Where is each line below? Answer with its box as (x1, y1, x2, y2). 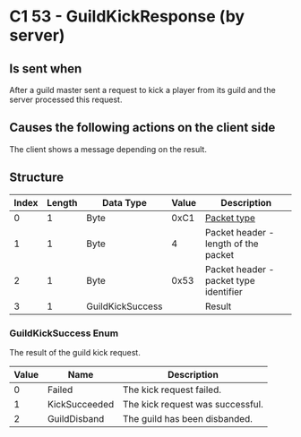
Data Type (101, 196, 148, 209)
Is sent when (9, 61, 82, 76)
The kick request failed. (122, 383, 222, 396)
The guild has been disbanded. (122, 412, 254, 424)
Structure (9, 170, 64, 185)
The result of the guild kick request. (9, 347, 141, 357)
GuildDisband (47, 412, 105, 424)
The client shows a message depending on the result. (9, 143, 208, 154)
